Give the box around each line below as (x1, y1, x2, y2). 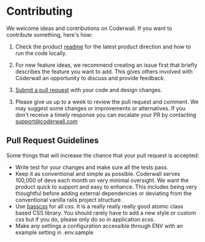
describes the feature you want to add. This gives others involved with (15, 67, 193, 75)
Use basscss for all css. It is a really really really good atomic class (15, 202, 184, 210)
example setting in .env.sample (15, 229, 94, 236)
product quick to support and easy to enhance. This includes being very (15, 183, 198, 191)
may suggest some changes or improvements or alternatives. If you (15, 104, 185, 112)
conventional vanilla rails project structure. (15, 196, 122, 203)
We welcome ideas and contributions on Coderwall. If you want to (6, 25, 173, 32)
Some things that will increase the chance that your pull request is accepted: (6, 151, 199, 159)
